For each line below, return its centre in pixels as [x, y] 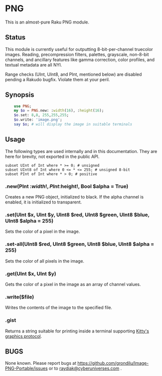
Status [15, 37]
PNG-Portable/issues [26, 368]
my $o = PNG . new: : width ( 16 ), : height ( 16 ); [59, 111]
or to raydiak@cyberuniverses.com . [85, 368]
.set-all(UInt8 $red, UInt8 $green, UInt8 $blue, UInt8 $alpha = [80, 244]
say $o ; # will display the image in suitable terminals [73, 124]
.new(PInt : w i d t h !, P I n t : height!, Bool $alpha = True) [67, 186]
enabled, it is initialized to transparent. [44, 202]
